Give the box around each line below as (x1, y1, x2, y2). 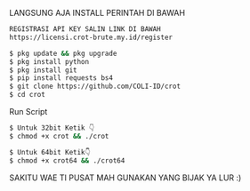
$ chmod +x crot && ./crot (9, 131, 109, 140)
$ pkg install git (9, 66, 77, 75)
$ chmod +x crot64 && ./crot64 (9, 155, 125, 165)
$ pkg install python (9, 57, 90, 66)
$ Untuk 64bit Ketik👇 (9, 147, 91, 156)
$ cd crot (9, 91, 46, 99)
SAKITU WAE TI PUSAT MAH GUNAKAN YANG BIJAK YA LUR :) (9, 172, 242, 183)
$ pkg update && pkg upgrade (9, 49, 117, 58)
